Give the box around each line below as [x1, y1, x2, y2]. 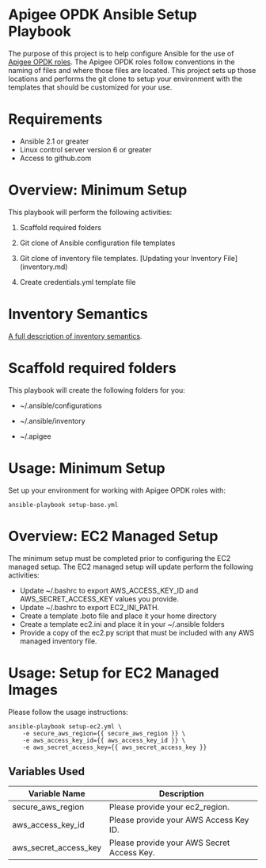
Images [8, 681, 58, 699]
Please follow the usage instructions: [8, 707, 128, 716]
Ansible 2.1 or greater [19, 136, 89, 146]
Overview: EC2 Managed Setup [8, 527, 218, 545]
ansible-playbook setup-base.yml [8, 501, 119, 509]
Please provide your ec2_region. [109, 801, 230, 812]
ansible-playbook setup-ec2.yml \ [8, 722, 123, 731]
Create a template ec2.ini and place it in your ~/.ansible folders [19, 619, 225, 628]
